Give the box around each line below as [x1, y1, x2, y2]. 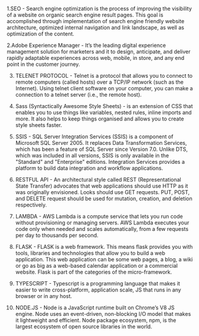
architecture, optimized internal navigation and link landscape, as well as [7, 24, 185, 31]
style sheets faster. [15, 122, 62, 128]
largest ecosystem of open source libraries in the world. [15, 323, 153, 330]
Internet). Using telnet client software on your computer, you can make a [15, 85, 193, 91]
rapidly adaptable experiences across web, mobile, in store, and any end [7, 55, 185, 61]
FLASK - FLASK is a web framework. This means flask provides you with [15, 243, 193, 250]
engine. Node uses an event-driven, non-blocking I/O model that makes [15, 310, 191, 317]
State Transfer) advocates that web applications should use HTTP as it [15, 182, 188, 189]
